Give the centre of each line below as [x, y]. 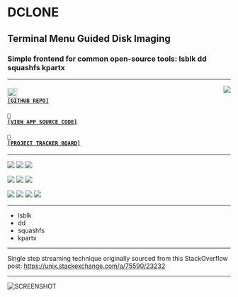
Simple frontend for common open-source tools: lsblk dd [107, 59]
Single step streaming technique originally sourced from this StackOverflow [118, 259]
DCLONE [33, 12]
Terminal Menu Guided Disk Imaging [89, 39]
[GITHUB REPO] [28, 101]
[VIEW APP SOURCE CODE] [42, 122]
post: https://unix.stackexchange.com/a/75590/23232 [86, 266]
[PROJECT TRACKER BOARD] [44, 143]
